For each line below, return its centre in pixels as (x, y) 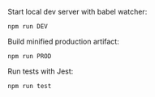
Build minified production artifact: (63, 41)
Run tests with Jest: (41, 71)
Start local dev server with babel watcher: (77, 12)
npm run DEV (28, 27)
